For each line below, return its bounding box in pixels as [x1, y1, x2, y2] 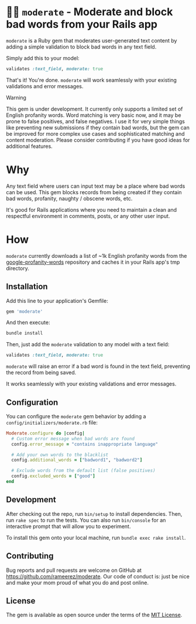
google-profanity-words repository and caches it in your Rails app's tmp [6, 258, 180, 266]
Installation [6, 282, 48, 292]
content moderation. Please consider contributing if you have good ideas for [6, 136, 190, 143]
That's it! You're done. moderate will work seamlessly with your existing [6, 76, 177, 84]
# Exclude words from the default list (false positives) [11, 468, 156, 474]
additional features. [6, 143, 53, 150]
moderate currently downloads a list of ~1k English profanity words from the [6, 252, 187, 259]
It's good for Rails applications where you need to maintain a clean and [6, 206, 177, 213]
